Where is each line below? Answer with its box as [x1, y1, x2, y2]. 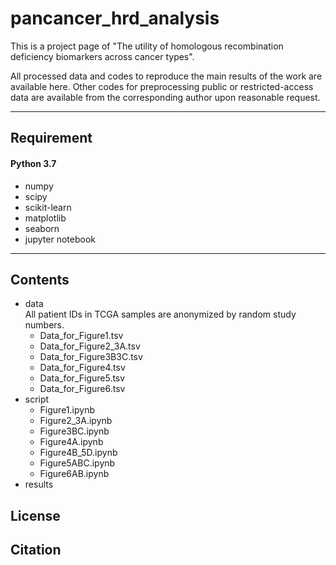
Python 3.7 [10, 157, 57, 169]
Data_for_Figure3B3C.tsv [39, 351, 143, 363]
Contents [10, 271, 70, 288]
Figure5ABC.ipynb [39, 457, 116, 469]
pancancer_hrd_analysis [10, 7, 220, 30]
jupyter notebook [24, 233, 96, 245]
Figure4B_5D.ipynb [39, 447, 118, 459]
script [24, 393, 50, 406]
